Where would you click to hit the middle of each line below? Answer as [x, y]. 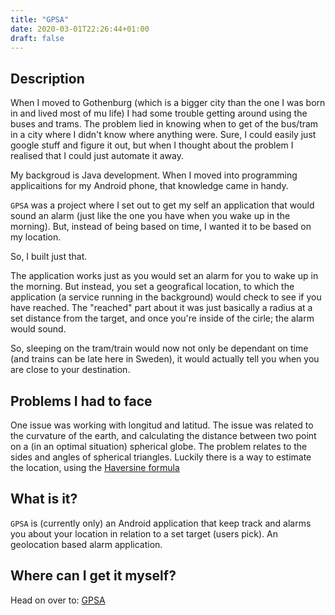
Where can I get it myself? [93, 576]
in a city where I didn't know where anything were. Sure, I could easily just [163, 135]
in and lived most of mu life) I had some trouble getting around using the [159, 113]
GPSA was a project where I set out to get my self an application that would [162, 205]
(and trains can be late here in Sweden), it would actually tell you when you [165, 359]
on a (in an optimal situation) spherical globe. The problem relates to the [159, 446]
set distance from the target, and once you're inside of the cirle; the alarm [162, 318]
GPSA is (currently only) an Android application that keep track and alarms [161, 523]
